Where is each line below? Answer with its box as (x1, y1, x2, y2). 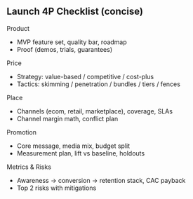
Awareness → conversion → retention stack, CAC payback (16, 176, 186, 184)
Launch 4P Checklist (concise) (6, 6, 143, 18)
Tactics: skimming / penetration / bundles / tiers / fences (16, 80, 180, 88)
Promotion (6, 128, 36, 136)
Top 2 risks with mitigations (16, 184, 97, 192)
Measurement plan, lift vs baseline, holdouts (16, 149, 145, 157)
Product (6, 24, 29, 32)
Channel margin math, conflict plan (16, 114, 119, 123)
